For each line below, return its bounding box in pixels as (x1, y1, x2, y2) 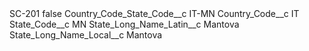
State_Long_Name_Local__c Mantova (9, 29, 163, 41)
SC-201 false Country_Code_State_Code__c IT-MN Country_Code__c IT (9, 8, 300, 19)
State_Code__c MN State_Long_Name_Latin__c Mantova (9, 18, 240, 30)
